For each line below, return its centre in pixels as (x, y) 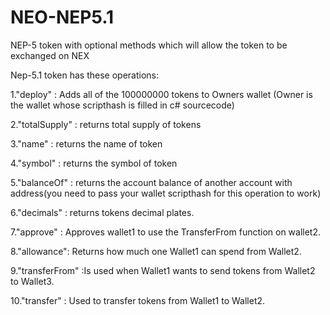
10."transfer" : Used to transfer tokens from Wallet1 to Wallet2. (138, 300)
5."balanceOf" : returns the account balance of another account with (151, 182)
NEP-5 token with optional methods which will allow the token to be (149, 45)
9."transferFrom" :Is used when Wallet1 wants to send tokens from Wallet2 (163, 270)
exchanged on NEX (50, 55)
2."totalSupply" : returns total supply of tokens (106, 124)
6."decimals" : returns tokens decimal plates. (102, 212)
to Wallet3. (32, 281)
